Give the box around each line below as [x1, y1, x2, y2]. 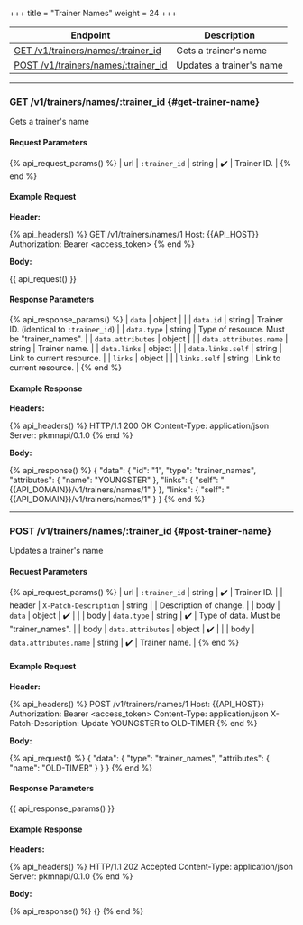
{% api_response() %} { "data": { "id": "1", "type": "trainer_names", [9, 465, 257, 476]
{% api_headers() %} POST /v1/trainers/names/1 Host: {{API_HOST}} [9, 698, 264, 709]
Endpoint [70, 29, 111, 42]
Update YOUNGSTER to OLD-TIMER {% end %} [80, 717, 259, 728]
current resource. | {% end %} [9, 361, 123, 373]
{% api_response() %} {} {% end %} [9, 906, 144, 917]
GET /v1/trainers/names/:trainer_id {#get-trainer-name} [9, 95, 260, 107]
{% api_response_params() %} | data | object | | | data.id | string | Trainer [9, 313, 284, 324]
